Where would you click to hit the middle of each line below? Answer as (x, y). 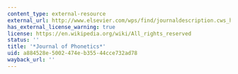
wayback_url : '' (31, 60)
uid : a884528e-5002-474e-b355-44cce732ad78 (73, 54)
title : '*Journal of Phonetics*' (57, 47)
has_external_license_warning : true (61, 27)
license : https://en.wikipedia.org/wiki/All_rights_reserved (100, 33)
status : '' (23, 40)
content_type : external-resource (57, 14)
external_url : (28, 20)
